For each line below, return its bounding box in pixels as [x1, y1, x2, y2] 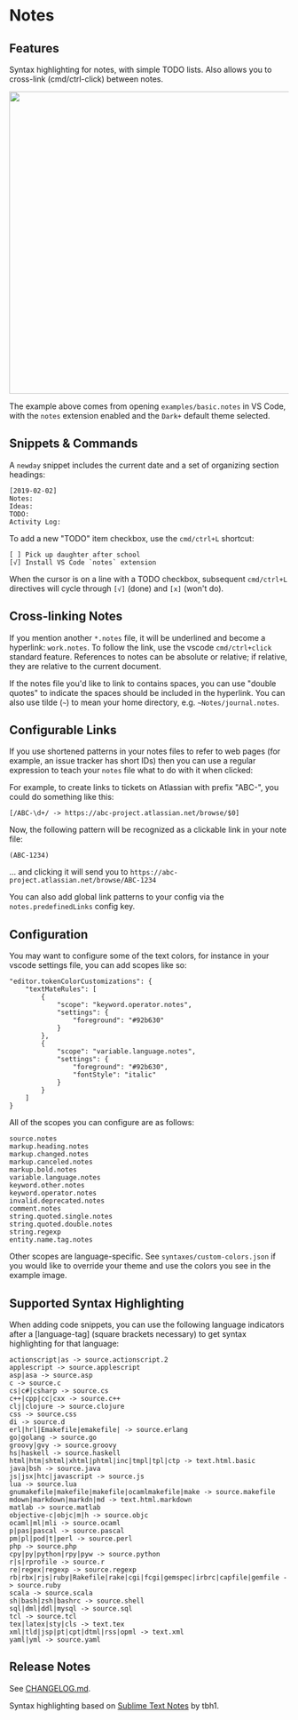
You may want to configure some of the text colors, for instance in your [9, 950, 270, 961]
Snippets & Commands [9, 436, 138, 452]
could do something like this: [9, 792, 114, 803]
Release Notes [9, 1660, 91, 1675]
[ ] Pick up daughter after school [9, 550, 141, 559]
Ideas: [9, 501, 34, 511]
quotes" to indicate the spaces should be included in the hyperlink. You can [9, 687, 286, 698]
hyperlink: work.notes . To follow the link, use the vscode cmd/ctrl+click [9, 642, 272, 652]
